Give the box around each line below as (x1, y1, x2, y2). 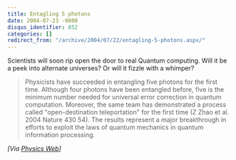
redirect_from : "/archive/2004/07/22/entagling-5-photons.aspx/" (7, 37, 205, 44)
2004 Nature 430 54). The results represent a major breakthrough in (24, 115, 227, 124)
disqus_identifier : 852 (7, 23, 78, 31)
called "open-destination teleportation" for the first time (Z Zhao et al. (24, 108, 230, 117)
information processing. (24, 131, 96, 139)
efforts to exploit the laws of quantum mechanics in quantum (24, 123, 204, 132)
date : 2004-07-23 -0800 (7, 17, 78, 24)
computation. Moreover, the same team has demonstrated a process (24, 100, 227, 109)
